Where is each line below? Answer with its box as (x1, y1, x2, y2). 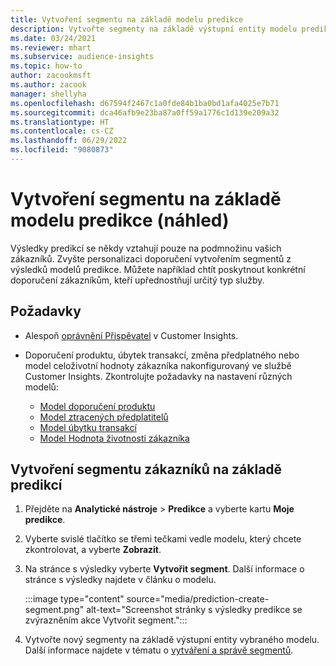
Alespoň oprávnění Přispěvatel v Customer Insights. (24, 329, 239, 341)
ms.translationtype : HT (10, 117, 110, 127)
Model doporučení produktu (39, 400, 156, 412)
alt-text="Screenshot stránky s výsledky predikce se (86, 604, 303, 616)
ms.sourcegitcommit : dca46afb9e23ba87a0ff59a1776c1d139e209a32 (10, 107, 280, 118)
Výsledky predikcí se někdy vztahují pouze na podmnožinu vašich (10, 242, 282, 254)
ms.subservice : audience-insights (10, 52, 155, 62)
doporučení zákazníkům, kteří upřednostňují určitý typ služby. (10, 274, 265, 286)
